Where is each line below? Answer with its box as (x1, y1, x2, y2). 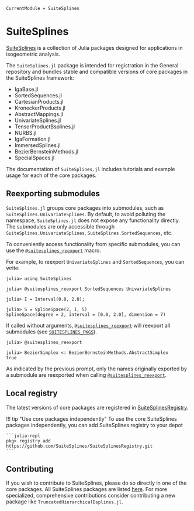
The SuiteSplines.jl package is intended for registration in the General (6, 62, 179, 69)
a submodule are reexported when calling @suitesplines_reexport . (6, 371, 167, 378)
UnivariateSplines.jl (14, 117, 61, 124)
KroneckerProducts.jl (14, 104, 65, 111)
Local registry (6, 389, 58, 398)
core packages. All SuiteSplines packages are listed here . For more (6, 486, 168, 493)
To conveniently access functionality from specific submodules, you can (6, 240, 181, 247)
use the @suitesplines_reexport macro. (6, 247, 101, 254)
